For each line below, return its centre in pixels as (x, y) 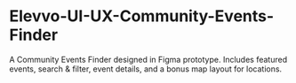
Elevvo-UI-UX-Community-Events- (142, 16)
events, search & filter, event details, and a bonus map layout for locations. (146, 69)
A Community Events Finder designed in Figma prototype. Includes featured (148, 59)
